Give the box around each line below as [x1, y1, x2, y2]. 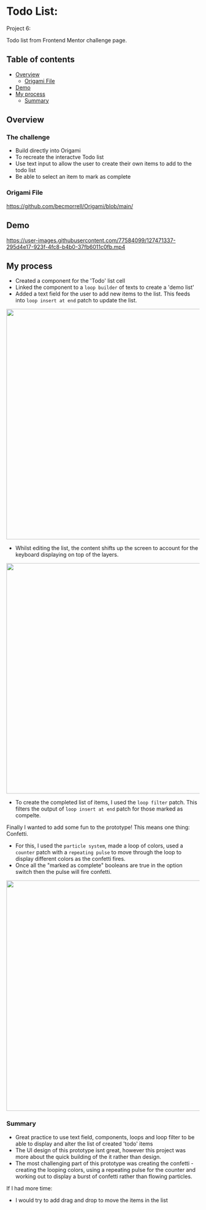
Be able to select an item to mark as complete [15, 173, 131, 181]
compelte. [15, 812, 41, 819]
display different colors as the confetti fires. [15, 855, 126, 863]
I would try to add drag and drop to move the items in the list [15, 1196, 168, 1204]
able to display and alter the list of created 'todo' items [15, 1140, 153, 1147]
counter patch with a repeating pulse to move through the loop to [15, 849, 182, 856]
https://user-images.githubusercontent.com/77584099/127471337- [6, 237, 176, 244]
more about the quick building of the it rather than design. [15, 1153, 161, 1160]
